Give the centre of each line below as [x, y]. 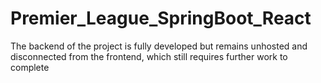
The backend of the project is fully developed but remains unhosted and [159, 46]
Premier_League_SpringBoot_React [161, 18]
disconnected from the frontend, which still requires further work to [149, 56]
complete [30, 67]
